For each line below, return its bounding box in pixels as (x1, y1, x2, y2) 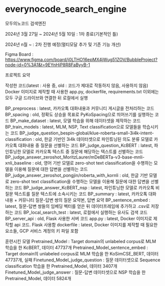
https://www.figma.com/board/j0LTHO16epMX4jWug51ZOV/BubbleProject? (5, 56, 158, 62)
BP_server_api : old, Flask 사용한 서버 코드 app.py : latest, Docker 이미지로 (5, 215, 153, 221)
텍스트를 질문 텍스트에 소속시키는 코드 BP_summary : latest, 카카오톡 (14, 191, 148, 197)
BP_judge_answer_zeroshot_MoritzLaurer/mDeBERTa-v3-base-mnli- (5, 154, 145, 160)
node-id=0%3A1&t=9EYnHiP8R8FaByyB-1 (5, 62, 90, 68)
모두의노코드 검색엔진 (5, 20, 46, 26)
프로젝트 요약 (5, 72, 31, 78)
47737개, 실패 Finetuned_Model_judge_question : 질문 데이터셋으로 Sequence (5, 257, 161, 263)
